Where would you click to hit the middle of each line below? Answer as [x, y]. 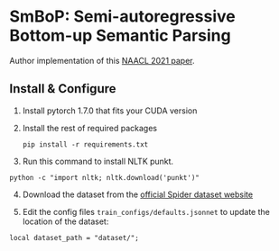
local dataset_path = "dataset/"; [74, 238]
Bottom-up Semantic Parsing [121, 36]
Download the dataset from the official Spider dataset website [138, 194]
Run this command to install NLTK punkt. [98, 161]
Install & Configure [63, 89]
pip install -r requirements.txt [85, 144]
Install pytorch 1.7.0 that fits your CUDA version [110, 111]
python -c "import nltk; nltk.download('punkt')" [105, 177]
